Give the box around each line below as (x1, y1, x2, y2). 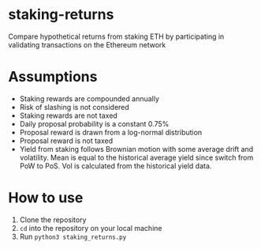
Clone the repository (19, 215, 87, 224)
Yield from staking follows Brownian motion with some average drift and (19, 144, 254, 153)
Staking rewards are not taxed (19, 111, 118, 120)
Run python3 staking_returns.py (19, 232, 127, 241)
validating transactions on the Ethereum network (8, 40, 166, 49)
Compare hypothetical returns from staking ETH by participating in (8, 32, 225, 41)
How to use (8, 189, 84, 207)
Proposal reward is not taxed (19, 136, 114, 145)
